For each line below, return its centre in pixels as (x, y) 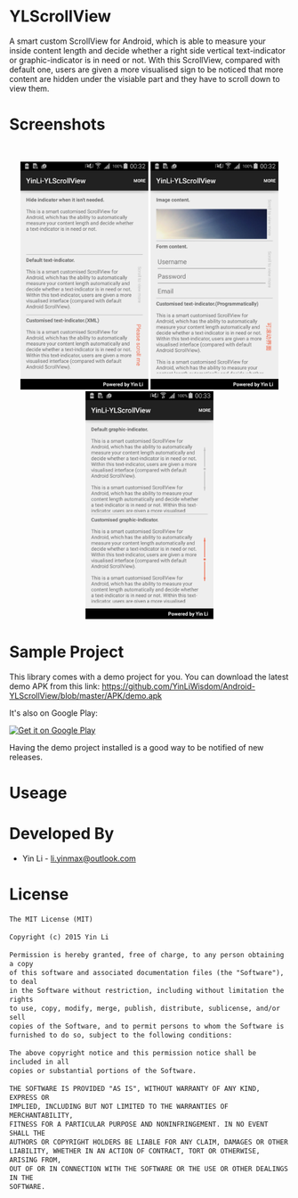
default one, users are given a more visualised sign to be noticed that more (146, 70)
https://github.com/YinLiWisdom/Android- (179, 686)
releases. (26, 757)
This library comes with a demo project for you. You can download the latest (149, 677)
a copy (21, 964)
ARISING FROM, (36, 1160)
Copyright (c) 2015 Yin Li (59, 937)
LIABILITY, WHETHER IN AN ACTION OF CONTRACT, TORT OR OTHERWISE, (135, 1151)
